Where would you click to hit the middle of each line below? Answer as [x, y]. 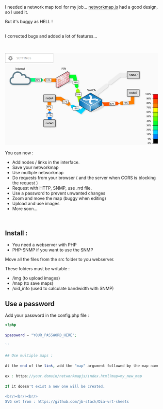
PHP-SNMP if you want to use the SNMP [53, 250]
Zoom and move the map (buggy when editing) [59, 198]
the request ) [25, 183]
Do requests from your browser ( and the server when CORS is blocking [84, 178]
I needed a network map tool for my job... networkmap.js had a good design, [81, 7]
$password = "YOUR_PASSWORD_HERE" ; [41, 335]
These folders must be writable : [37, 269]
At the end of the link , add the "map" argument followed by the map [77, 366]
